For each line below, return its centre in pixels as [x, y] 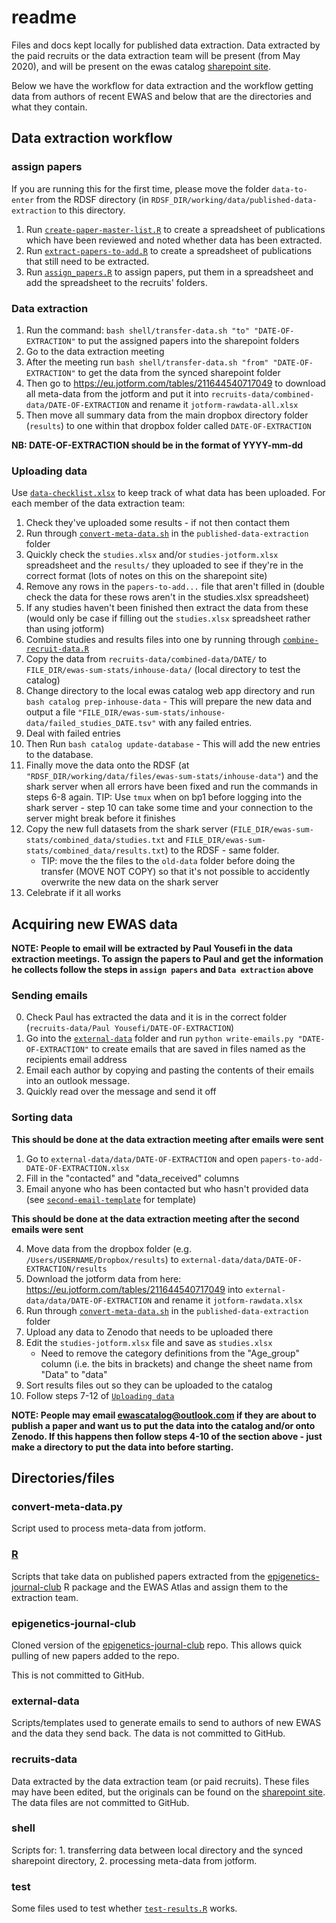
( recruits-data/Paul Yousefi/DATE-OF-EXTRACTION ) [130, 1028]
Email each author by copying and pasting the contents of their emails [170, 1070]
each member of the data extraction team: [98, 503]
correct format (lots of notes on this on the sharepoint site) [146, 576]
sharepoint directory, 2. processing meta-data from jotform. [134, 1860]
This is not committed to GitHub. [78, 1675]
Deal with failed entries [73, 733]
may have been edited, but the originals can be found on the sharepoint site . [168, 1792]
